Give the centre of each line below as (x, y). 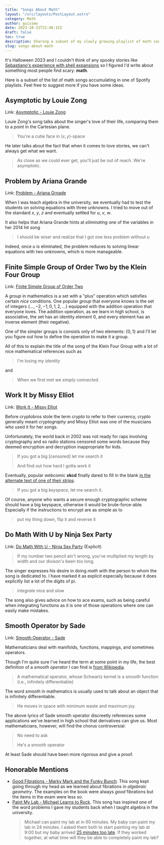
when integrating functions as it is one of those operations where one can (79, 605)
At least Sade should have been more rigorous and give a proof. (69, 754)
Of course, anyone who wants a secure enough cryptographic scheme (76, 499)
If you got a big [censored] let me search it (60, 456)
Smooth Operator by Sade (45, 626)
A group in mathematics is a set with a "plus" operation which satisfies (76, 296)
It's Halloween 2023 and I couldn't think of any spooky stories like (71, 60)
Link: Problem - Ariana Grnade (36, 193)
